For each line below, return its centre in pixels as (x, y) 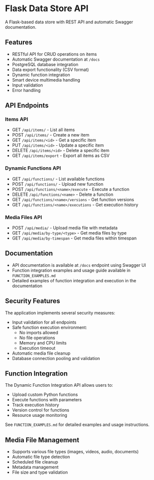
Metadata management (35, 467)
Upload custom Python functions (45, 394)
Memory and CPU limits (43, 343)
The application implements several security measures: (60, 313)
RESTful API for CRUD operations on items (54, 54)
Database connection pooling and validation (56, 358)
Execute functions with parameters (47, 400)
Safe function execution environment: (49, 327)
